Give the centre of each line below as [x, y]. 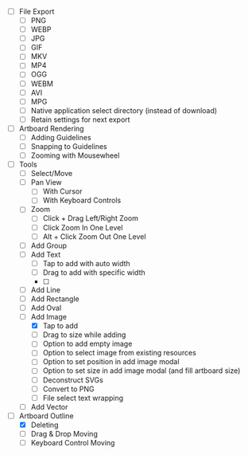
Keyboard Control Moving [73, 442]
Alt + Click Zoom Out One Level [94, 236]
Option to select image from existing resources [119, 353]
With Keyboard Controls [82, 200]
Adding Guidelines [61, 137]
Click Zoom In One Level [83, 227]
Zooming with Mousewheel [75, 155]
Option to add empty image [87, 344]
